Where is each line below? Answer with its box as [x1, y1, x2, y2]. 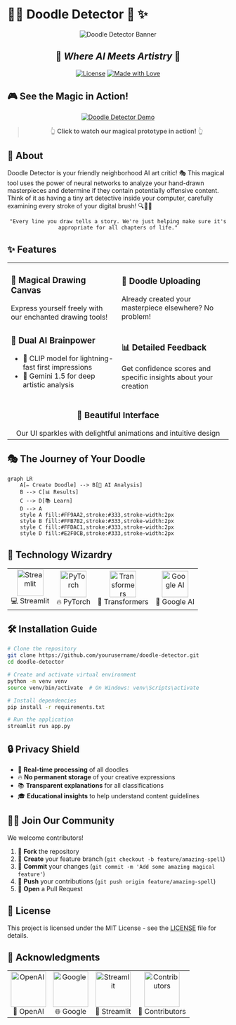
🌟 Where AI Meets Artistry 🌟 [55, 51, 181, 63]
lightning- [79, 353, 114, 363]
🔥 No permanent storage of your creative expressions [17, 772, 176, 781]
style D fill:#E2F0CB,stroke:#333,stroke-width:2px [20, 529, 174, 537]
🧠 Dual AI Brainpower [11, 335, 96, 346]
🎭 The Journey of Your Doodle [7, 453, 146, 465]
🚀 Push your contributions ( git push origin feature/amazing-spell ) [17, 876, 216, 886]
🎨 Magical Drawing [11, 275, 86, 286]
